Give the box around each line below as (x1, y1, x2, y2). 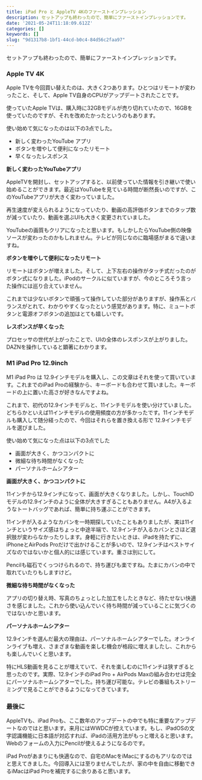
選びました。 (16, 423, 49, 431)
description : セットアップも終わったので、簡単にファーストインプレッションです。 (6, 14, 189, 21)
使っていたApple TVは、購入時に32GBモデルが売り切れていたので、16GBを (6, 104, 193, 112)
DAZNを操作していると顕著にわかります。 (6, 343, 110, 350)
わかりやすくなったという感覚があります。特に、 (48, 303, 169, 310)
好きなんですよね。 (64, 388, 112, 396)
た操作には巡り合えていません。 (6, 282, 86, 290)
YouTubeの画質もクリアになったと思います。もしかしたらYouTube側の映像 (6, 227, 192, 234)
